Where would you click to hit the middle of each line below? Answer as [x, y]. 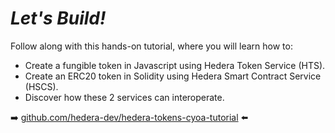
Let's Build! [58, 18]
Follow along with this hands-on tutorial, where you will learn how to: [151, 46]
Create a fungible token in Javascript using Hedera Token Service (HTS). [175, 65]
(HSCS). [41, 86]
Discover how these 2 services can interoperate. [124, 97]
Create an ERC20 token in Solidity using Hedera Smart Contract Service [173, 76]
